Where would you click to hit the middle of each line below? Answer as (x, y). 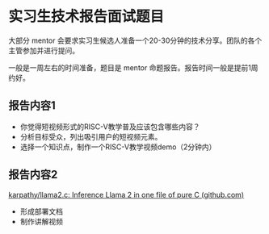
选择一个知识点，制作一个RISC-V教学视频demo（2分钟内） (118, 147)
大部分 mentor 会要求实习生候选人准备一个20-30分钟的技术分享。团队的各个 (135, 40)
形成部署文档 (41, 211)
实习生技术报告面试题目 (86, 17)
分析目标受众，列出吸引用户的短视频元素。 (91, 136)
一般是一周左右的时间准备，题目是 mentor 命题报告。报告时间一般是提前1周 (133, 67)
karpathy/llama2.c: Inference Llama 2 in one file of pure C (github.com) (126, 194)
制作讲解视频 (41, 221)
